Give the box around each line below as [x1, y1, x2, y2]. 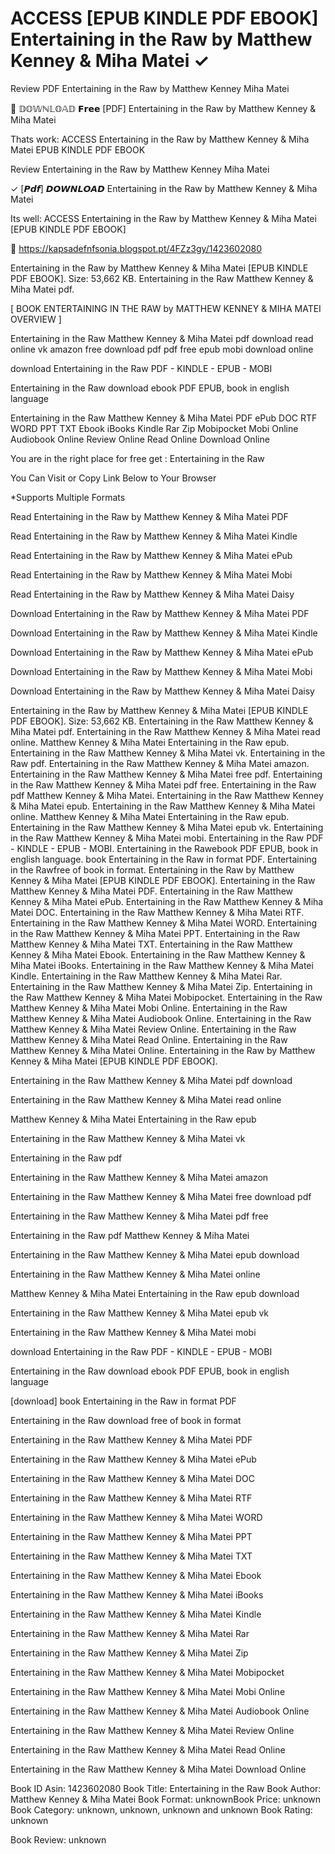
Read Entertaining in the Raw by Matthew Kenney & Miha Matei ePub [10, 549, 293, 561]
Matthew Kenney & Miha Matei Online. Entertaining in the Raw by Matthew [10, 1044, 316, 1056]
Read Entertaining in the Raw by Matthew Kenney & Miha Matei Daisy [10, 588, 295, 600]
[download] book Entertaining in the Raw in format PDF [10, 1395, 237, 1407]
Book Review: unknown [10, 1833, 107, 1846]
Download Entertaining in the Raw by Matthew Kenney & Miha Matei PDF [10, 607, 310, 619]
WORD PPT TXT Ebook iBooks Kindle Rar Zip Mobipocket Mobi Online [10, 422, 299, 434]
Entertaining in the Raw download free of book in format [10, 1414, 242, 1426]
